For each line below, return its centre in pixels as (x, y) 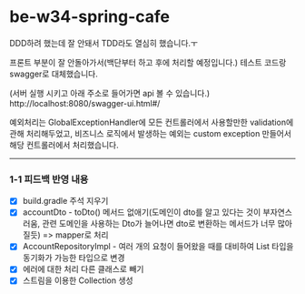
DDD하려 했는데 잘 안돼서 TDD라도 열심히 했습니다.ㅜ (103, 43)
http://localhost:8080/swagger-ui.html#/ (85, 103)
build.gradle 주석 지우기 (65, 201)
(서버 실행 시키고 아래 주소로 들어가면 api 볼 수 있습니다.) (110, 93)
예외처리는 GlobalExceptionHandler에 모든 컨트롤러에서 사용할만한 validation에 (152, 122)
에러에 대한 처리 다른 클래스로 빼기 (83, 269)
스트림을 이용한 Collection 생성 (78, 280)
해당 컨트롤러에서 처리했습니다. (64, 145)
